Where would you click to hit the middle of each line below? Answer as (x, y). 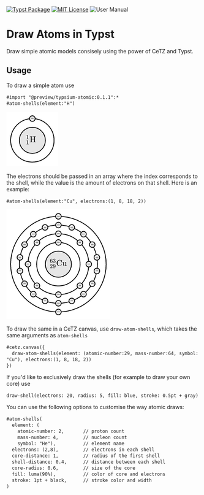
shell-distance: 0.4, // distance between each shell (89, 462)
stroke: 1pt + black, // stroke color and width (82, 480)
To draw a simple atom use (40, 85)
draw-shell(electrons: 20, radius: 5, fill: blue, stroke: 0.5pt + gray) (103, 396)
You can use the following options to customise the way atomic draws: (95, 407)
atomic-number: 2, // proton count (71, 431)
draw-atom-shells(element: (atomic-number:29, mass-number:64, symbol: (105, 353)
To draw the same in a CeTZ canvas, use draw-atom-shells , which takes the (102, 329)
